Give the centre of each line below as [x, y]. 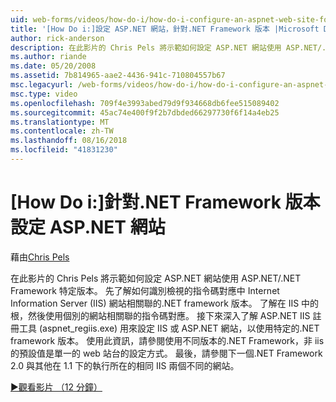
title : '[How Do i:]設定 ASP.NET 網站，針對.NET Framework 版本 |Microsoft [165, 29]
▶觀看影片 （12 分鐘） [56, 387]
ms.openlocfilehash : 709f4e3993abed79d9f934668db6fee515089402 [145, 103]
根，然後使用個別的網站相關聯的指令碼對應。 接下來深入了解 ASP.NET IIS [160, 315]
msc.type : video [44, 94]
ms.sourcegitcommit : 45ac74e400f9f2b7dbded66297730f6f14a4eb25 [145, 112]
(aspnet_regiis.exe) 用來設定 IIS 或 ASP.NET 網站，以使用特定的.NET [179, 328]
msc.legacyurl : [42, 85]
